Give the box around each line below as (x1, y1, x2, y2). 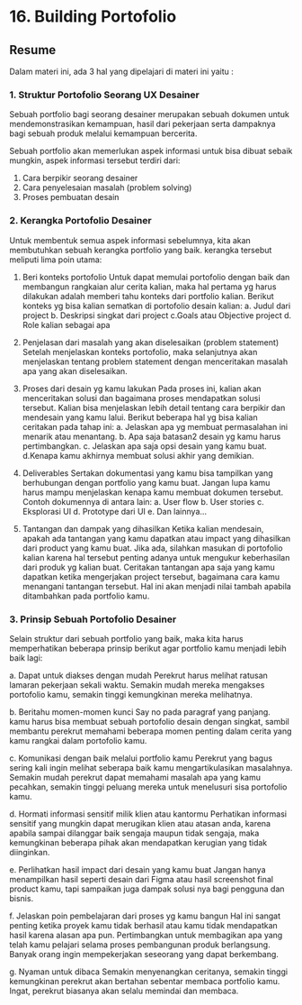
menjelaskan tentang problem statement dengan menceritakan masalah (22, 356, 289, 367)
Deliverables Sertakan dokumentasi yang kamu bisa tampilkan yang (22, 467, 273, 479)
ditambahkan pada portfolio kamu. (22, 590, 150, 601)
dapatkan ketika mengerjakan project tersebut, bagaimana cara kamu (22, 571, 280, 582)
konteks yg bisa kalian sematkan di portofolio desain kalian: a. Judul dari (22, 300, 291, 311)
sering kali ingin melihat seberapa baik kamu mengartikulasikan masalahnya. (9, 762, 293, 772)
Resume (9, 42, 57, 58)
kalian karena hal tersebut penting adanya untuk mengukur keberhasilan (22, 552, 290, 562)
